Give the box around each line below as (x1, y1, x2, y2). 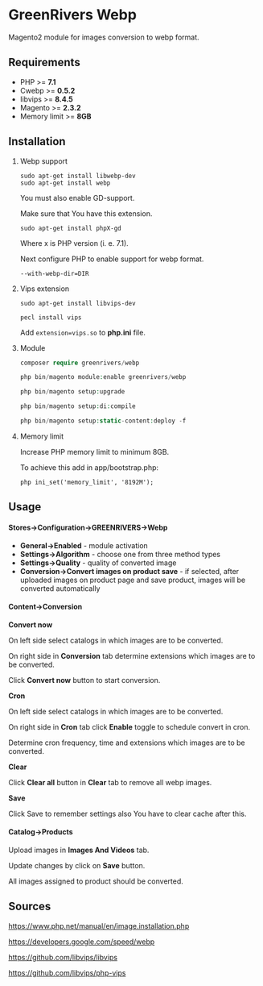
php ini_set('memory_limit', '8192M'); (19, 478, 154, 486)
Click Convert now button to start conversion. (8, 675, 161, 684)
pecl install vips (19, 313, 82, 322)
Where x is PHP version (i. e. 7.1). (19, 238, 129, 248)
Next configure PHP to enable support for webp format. (19, 254, 204, 264)
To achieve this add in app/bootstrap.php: (19, 462, 159, 472)
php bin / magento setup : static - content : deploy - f (19, 417, 187, 425)
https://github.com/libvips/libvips (8, 952, 118, 962)
